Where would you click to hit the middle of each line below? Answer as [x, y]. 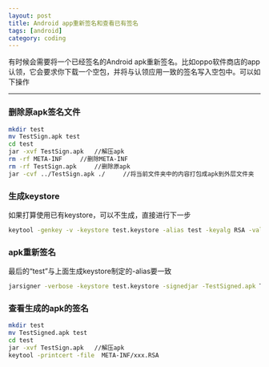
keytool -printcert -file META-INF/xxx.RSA [84, 355]
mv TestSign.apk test [44, 137]
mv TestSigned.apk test [48, 333]
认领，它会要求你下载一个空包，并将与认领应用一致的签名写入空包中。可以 [131, 72]
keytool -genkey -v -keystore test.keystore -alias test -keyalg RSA [127, 230]
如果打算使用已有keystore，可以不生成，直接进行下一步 [100, 215]
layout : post [30, 16]
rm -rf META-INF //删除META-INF [68, 159]
